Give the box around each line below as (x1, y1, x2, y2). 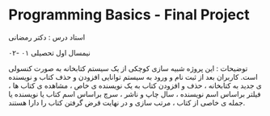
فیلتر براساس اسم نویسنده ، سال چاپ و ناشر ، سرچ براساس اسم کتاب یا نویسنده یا (8, 89, 261, 98)
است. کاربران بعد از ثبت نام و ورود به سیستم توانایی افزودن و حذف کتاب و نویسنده (8, 72, 259, 81)
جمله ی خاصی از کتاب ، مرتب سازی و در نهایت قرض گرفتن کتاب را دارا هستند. (8, 97, 246, 107)
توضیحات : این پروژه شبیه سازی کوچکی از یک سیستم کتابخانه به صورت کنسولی (8, 63, 248, 73)
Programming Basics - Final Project (8, 6, 250, 24)
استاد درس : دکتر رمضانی (8, 32, 86, 42)
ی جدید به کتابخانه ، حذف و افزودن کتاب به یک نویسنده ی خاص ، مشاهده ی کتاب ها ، (8, 81, 263, 90)
